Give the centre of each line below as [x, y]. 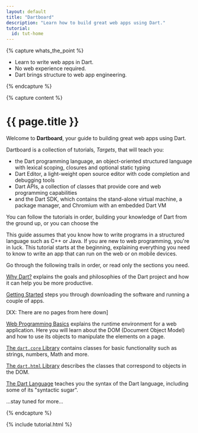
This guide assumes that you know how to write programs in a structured [95, 235]
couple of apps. [25, 301]
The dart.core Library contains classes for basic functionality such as [92, 348]
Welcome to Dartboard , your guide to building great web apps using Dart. [96, 138]
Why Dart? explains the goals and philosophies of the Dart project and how [98, 277]
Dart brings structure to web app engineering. [71, 75]
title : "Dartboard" [30, 17]
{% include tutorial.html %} [39, 425]
